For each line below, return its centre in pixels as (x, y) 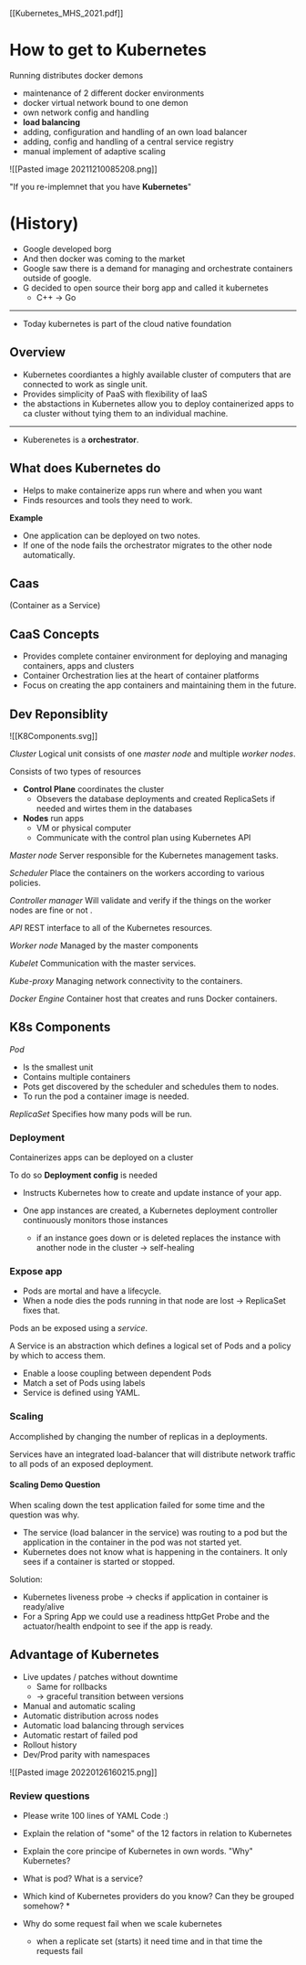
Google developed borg (67, 248)
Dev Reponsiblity (59, 714)
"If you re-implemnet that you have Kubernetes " (101, 186)
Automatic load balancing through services (103, 1725)
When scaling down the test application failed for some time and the (138, 1505)
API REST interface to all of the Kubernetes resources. (111, 927)
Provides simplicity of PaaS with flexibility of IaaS (115, 394)
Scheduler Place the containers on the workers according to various (137, 872)
